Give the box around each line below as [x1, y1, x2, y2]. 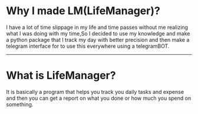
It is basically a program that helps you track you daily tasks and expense [6, 88, 184, 95]
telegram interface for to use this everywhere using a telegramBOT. [6, 43, 170, 50]
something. [6, 100, 34, 108]
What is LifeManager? [6, 69, 116, 82]
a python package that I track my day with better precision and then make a [6, 36, 190, 43]
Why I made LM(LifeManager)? [6, 4, 160, 18]
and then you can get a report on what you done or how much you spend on [6, 95, 192, 102]
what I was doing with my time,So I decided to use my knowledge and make [6, 30, 190, 37]
